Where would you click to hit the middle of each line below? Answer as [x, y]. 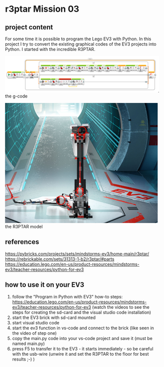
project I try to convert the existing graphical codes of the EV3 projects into [81, 44]
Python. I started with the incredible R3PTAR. [50, 49]
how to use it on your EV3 [45, 285]
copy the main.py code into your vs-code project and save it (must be [82, 338]
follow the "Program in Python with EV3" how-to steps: [67, 296]
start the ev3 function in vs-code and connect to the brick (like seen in [83, 328]
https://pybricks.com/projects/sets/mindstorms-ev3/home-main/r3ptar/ [77, 254]
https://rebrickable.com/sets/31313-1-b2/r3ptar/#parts [60, 259]
